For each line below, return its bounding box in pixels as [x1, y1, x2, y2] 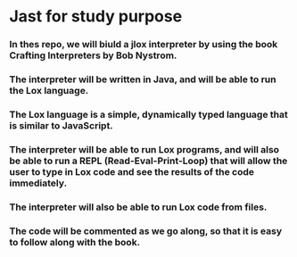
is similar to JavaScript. [9, 119, 113, 131]
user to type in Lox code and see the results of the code [9, 165, 255, 178]
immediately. [9, 177, 68, 189]
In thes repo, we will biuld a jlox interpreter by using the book [9, 38, 278, 51]
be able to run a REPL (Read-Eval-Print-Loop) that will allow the [9, 154, 288, 167]
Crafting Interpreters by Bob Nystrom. [9, 49, 177, 62]
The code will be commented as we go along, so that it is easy [9, 225, 283, 237]
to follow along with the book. [9, 236, 141, 248]
